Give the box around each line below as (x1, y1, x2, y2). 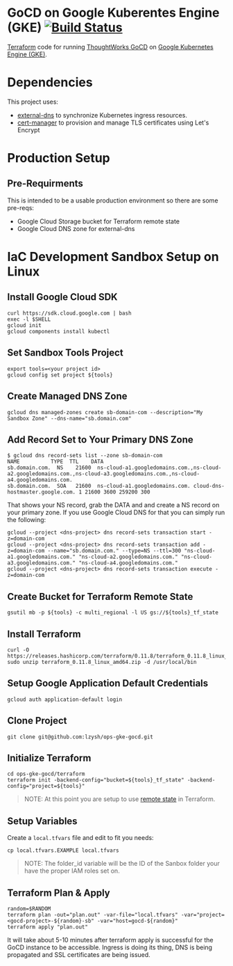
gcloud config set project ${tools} (7, 371, 113, 379)
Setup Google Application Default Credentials (7, 677, 209, 690)
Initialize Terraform (7, 752, 92, 763)
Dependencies (7, 74, 93, 90)
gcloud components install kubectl (7, 328, 110, 335)
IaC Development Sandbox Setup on (7, 249, 220, 265)
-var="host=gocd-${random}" (96, 917, 178, 924)
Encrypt (17, 125, 40, 134)
